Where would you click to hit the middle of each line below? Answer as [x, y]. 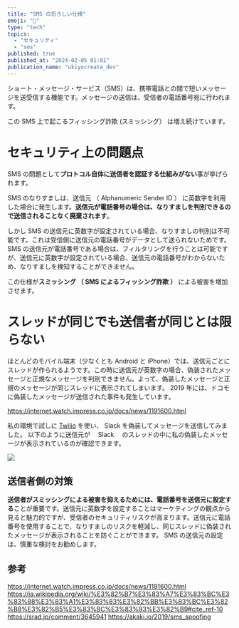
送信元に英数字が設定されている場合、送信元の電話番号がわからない [119, 257]
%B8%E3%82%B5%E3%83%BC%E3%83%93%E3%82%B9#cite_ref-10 [115, 609]
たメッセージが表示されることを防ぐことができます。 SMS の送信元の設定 [115, 535]
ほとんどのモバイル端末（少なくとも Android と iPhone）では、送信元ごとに [119, 361]
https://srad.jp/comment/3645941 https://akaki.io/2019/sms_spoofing [109, 617]
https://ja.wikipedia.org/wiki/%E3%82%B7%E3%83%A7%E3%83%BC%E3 [118, 594]
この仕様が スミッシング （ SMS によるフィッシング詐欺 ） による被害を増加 [118, 282]
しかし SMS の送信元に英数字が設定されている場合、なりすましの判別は [113, 231]
